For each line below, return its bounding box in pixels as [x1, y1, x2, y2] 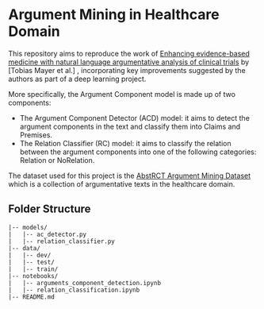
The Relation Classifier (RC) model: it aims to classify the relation [19, 138, 231, 148]
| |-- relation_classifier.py [8, 237, 115, 245]
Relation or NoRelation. [19, 155, 95, 164]
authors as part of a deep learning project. [8, 74, 147, 83]
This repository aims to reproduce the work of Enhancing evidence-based [8, 48, 250, 58]
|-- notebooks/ [8, 272, 59, 280]
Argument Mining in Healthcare [8, 6, 220, 24]
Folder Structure [8, 203, 91, 216]
